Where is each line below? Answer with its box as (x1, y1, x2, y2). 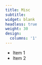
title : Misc (5, 7, 30, 13)
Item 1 (12, 49, 25, 56)
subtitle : (5, 12, 26, 17)
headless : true (5, 21, 37, 27)
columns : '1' (10, 36, 37, 41)
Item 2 (12, 55, 26, 61)
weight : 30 (5, 26, 28, 31)
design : (5, 31, 22, 36)
